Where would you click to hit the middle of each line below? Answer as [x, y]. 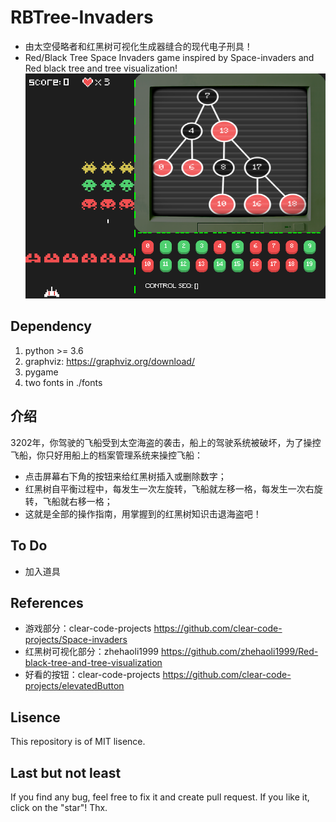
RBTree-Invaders [82, 17]
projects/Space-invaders [76, 640]
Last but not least [66, 772]
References [47, 602]
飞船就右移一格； [77, 501]
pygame [41, 372]
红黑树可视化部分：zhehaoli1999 [92, 652]
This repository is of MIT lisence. [78, 742]
